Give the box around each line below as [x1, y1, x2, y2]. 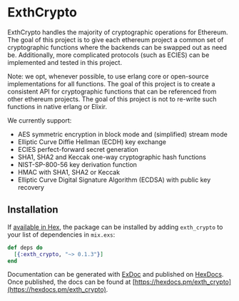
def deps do [7, 244, 43, 251]
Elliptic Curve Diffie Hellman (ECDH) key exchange [17, 137, 166, 146]
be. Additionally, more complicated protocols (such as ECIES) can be [7, 51, 210, 59]
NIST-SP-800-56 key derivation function [17, 160, 138, 168]
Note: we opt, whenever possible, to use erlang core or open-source [7, 72, 209, 81]
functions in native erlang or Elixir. [7, 102, 108, 111]
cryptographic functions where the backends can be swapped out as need [7, 43, 227, 51]
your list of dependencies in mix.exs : [7, 230, 116, 239]
